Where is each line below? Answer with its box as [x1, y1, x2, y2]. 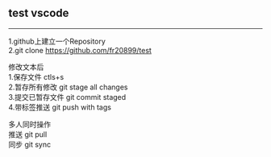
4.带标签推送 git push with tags [8, 102, 111, 112]
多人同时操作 [8, 119, 51, 129]
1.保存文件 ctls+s [8, 72, 65, 81]
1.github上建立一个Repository [8, 36, 106, 46]
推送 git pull [8, 129, 48, 139]
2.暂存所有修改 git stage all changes [8, 82, 128, 92]
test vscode [8, 6, 69, 20]
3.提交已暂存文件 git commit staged [8, 92, 127, 101]
